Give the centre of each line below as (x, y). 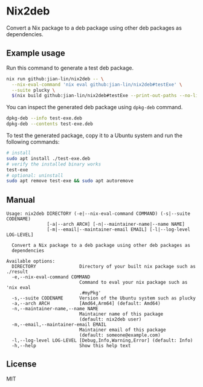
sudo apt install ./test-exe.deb (48, 158)
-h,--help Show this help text (71, 346)
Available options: (31, 261)
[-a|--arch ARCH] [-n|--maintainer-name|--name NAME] (116, 225)
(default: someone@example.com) (120, 335)
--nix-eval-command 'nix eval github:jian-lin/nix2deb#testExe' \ (97, 85)
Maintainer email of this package (123, 330)
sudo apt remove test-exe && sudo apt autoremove (70, 181)
